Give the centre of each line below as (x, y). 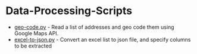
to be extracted (33, 46)
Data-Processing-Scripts (69, 11)
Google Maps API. (36, 33)
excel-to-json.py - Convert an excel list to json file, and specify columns (102, 39)
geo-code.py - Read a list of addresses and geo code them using (94, 27)
